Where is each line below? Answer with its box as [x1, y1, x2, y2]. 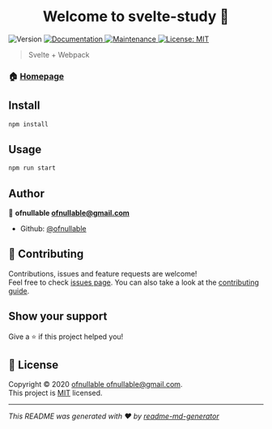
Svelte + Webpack [28, 49, 90, 59]
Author [8, 187, 45, 200]
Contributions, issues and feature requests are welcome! [8, 268, 198, 278]
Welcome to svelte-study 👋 [43, 7, 229, 26]
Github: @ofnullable [19, 224, 87, 234]
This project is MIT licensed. [8, 388, 103, 398]
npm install [8, 120, 49, 128]
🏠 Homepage [8, 71, 65, 82]
